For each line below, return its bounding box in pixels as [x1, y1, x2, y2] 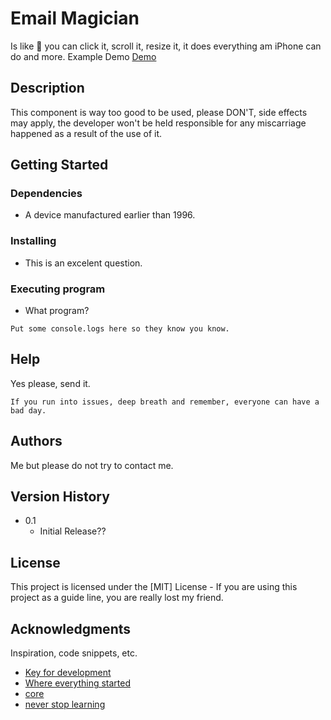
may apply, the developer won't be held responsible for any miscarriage [10, 117, 307, 129]
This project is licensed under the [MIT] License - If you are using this [10, 581, 298, 593]
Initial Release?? [39, 525, 107, 537]
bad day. [10, 405, 47, 416]
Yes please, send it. [10, 377, 91, 389]
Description [10, 80, 85, 97]
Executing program [10, 282, 106, 296]
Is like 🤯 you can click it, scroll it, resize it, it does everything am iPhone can [10, 40, 322, 52]
